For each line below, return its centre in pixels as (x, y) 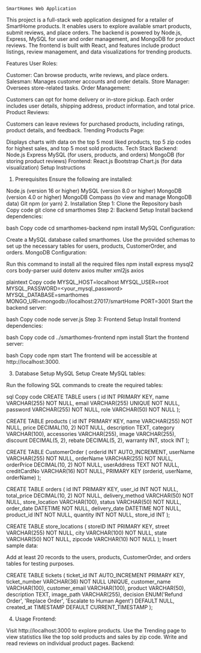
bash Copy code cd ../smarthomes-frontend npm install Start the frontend (97, 337)
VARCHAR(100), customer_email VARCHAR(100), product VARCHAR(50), (96, 588)
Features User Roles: (32, 63)
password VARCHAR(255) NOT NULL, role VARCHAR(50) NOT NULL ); (93, 409)
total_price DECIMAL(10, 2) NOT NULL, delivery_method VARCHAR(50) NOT (100, 495)
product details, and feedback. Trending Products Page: (76, 130)
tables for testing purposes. (40, 563)
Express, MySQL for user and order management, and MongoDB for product (100, 39)
